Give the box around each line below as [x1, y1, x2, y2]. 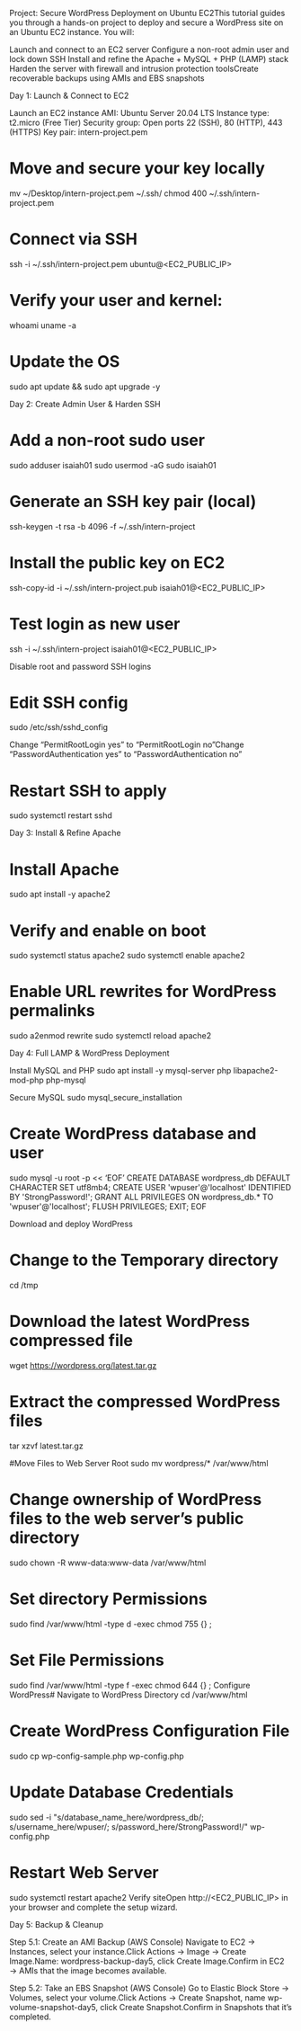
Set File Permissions [9, 1650, 164, 1670]
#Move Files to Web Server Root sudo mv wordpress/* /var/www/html [9, 1457, 269, 1468]
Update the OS [9, 352, 120, 371]
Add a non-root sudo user [9, 430, 205, 450]
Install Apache [9, 859, 120, 879]
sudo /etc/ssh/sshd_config [9, 722, 109, 733]
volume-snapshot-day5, [9, 2001, 99, 2012]
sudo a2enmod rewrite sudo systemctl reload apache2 [9, 1030, 212, 1041]
